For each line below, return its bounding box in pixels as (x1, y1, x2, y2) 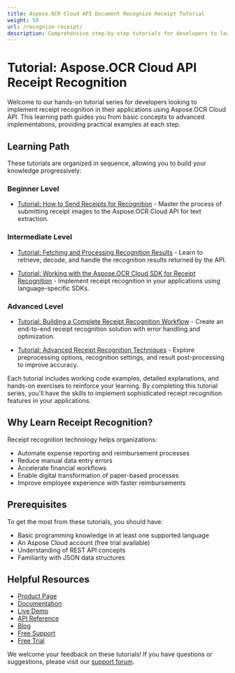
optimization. (17, 332, 55, 340)
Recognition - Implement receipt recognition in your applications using (17, 276, 220, 285)
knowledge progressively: (7, 167, 82, 175)
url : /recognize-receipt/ (7, 23, 83, 30)
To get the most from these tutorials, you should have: (7, 517, 163, 525)
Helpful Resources (7, 573, 90, 585)
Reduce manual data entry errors (17, 456, 113, 465)
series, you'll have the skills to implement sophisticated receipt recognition (7, 389, 222, 397)
